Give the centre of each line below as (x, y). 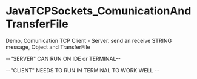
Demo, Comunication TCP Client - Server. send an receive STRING (89, 40)
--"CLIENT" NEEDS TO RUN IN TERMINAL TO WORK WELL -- (83, 70)
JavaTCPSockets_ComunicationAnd (98, 11)
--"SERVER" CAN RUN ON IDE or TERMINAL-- (63, 58)
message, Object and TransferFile (48, 47)
